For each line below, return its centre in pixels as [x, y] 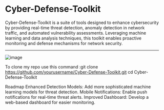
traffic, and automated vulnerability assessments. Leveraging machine [76, 33]
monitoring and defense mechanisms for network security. [64, 43]
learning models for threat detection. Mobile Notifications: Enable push [76, 92]
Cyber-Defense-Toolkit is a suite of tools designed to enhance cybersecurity [82, 22]
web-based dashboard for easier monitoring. [50, 102]
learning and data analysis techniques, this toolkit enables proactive [73, 38]
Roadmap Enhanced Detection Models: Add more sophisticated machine [78, 87]
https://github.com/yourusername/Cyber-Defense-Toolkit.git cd [69, 72]
